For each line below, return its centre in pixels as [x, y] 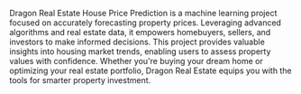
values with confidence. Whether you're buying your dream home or [136, 61]
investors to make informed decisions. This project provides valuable [137, 42]
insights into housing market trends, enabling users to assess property [140, 52]
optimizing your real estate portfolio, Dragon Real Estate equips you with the [150, 70]
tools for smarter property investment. [80, 80]
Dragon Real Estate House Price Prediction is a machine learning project [143, 13]
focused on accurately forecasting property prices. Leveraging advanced [146, 23]
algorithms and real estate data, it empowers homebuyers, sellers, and [140, 32]
